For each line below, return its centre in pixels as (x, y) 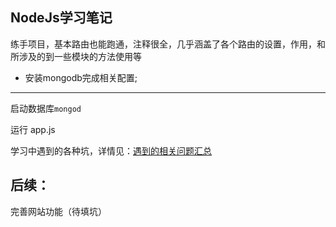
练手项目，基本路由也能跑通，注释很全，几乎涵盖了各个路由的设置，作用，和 (168, 44)
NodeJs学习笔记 (61, 18)
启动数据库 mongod (46, 108)
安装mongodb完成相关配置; (81, 77)
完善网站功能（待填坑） (58, 211)
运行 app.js (33, 129)
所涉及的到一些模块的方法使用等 (76, 56)
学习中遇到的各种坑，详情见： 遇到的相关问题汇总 (111, 150)
